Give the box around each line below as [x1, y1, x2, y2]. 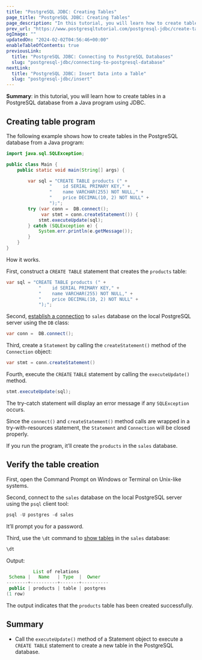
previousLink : [6, 48, 42, 54]
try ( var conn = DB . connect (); [28, 206, 109, 212]
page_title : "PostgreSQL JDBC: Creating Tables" [6, 14, 130, 20]
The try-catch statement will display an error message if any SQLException [6, 399, 189, 407]
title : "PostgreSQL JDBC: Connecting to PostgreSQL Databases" [11, 54, 173, 60]
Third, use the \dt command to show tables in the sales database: [6, 534, 170, 541]
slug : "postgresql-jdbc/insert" [11, 76, 93, 82]
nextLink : [6, 64, 31, 71]
